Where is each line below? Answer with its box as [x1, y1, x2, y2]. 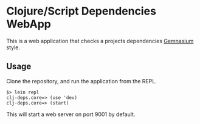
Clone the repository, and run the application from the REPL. [6, 77, 157, 84]
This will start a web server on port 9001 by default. [6, 111, 136, 118]
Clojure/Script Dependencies [6, 4, 157, 18]
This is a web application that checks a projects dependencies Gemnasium [6, 37, 194, 44]
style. [6, 44, 20, 51]
